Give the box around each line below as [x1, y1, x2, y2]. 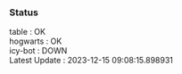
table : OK [9, 27, 46, 37]
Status [9, 6, 38, 19]
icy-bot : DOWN [9, 45, 68, 56]
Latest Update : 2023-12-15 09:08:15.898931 [9, 55, 174, 66]
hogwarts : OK [9, 36, 62, 46]
